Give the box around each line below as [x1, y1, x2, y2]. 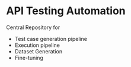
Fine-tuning [14, 54, 43, 61]
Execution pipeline [14, 42, 60, 49]
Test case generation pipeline [14, 35, 88, 42]
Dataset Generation [14, 47, 63, 55]
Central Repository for [6, 24, 60, 31]
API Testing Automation [6, 4, 126, 18]
